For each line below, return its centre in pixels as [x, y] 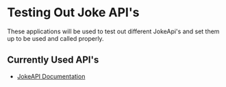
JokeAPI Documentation [51, 76]
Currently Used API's [53, 60]
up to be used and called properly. [55, 38]
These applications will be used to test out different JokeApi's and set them [113, 31]
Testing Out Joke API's [73, 13]
